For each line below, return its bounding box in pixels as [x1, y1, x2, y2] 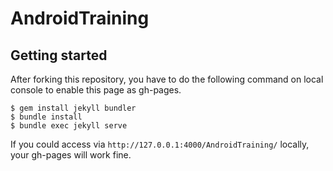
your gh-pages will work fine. [10, 149, 132, 161]
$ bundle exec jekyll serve [10, 121, 128, 131]
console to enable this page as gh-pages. [10, 84, 182, 96]
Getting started [10, 47, 108, 64]
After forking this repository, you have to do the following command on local [10, 73, 324, 85]
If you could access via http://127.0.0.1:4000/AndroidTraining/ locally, [10, 138, 310, 150]
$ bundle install [10, 112, 83, 122]
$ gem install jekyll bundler [10, 103, 137, 113]
